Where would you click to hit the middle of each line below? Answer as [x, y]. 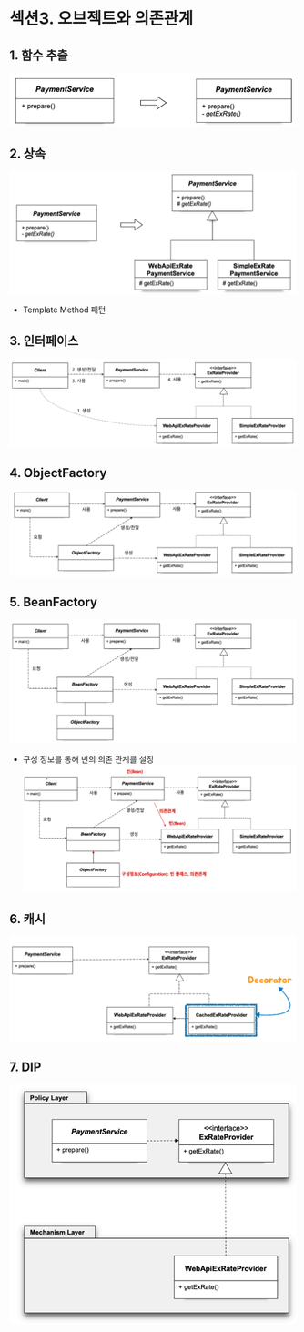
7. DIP [25, 1067]
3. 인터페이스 [44, 341]
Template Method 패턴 [64, 310]
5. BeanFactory [54, 602]
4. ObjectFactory [58, 473]
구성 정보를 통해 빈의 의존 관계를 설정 [88, 759]
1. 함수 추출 [39, 55]
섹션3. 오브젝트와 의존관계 [101, 19]
